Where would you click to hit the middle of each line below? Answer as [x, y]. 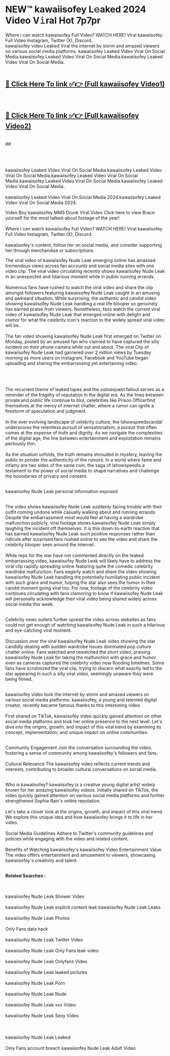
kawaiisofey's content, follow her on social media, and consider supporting [84, 245]
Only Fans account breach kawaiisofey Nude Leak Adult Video [71, 1048]
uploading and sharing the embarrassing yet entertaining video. [72, 363]
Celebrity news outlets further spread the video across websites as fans [80, 619]
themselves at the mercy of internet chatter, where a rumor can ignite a [80, 405]
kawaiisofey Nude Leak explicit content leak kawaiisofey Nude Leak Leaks [83, 907]
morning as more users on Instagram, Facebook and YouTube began [77, 357]
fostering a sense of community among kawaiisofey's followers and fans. [82, 753]
